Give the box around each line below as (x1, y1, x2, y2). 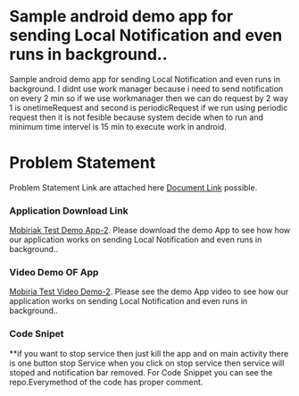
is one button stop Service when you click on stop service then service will (9, 358, 285, 368)
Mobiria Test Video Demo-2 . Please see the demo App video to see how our (9, 286, 289, 297)
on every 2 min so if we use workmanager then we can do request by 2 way (9, 92, 288, 104)
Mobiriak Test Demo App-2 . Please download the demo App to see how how (9, 225, 291, 236)
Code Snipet (9, 328, 64, 341)
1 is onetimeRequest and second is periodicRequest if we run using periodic (9, 102, 288, 113)
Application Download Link (9, 204, 129, 216)
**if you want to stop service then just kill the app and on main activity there (9, 348, 289, 358)
